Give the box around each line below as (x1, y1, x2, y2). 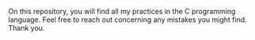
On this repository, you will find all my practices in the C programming (8, 7, 236, 16)
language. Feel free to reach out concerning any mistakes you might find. (8, 15, 247, 24)
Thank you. (8, 24, 45, 32)
